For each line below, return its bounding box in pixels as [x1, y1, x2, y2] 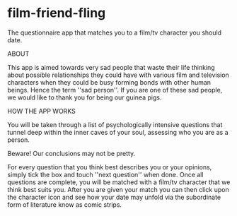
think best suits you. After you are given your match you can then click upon [7, 185, 229, 193]
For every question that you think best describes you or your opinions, [7, 162, 212, 171]
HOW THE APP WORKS [7, 107, 76, 115]
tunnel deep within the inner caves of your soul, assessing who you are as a [7, 128, 229, 136]
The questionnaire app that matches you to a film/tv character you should [7, 28, 221, 37]
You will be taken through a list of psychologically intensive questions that [7, 120, 223, 128]
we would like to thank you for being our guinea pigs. [7, 93, 162, 102]
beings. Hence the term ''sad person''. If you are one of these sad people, [7, 85, 223, 94]
